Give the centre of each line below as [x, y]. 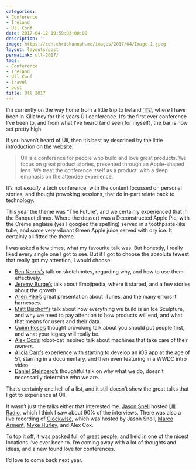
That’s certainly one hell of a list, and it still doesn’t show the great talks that [97, 388]
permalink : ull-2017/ [32, 55]
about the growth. [36, 290]
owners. [24, 346]
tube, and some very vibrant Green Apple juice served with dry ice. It [89, 230]
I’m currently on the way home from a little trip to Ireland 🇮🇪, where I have [96, 109]
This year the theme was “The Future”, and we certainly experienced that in [97, 211]
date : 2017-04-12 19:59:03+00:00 [47, 33]
